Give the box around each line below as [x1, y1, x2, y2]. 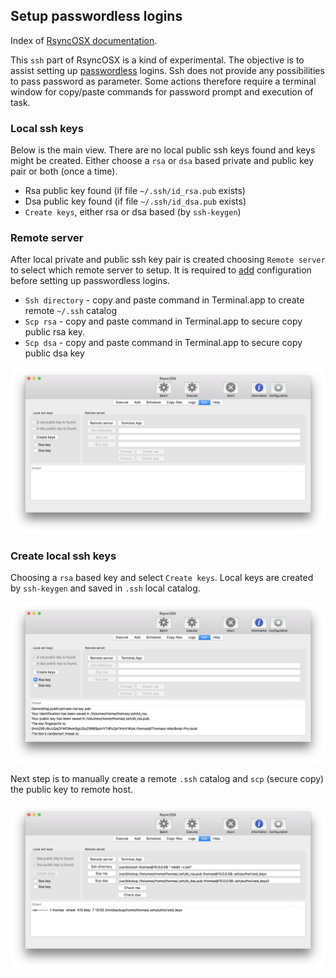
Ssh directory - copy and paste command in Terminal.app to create [24, 294, 305, 306]
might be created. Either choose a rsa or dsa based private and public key [10, 155, 315, 167]
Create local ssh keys [10, 549, 117, 563]
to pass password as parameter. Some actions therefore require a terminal [10, 75, 317, 87]
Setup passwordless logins [10, 8, 183, 25]
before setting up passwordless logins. [10, 275, 171, 287]
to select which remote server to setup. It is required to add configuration [10, 264, 312, 276]
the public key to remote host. [10, 784, 134, 796]
